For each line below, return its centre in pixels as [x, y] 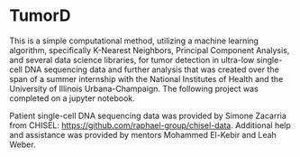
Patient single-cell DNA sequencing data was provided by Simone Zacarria [148, 115]
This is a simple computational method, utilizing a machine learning [134, 41]
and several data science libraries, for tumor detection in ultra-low [132, 60]
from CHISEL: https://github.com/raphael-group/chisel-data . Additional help [150, 125]
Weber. [23, 144]
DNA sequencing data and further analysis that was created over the [151, 69]
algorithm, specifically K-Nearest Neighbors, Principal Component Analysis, [150, 50]
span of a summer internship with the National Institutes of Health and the [146, 78]
